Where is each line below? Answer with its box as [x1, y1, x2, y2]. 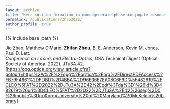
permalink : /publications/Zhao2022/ [5, 17, 82, 22]
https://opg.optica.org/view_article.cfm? [7, 66, 91, 72]
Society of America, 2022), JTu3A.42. [5, 61, 84, 67]
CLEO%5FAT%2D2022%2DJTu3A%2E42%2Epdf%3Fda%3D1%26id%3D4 [5, 82, 163, 88]
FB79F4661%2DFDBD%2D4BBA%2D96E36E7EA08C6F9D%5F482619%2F [5, 77, 163, 83]
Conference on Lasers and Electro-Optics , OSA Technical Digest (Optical [5, 56, 158, 62]
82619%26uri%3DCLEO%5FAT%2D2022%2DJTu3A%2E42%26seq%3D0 [5, 87, 161, 93]
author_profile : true [5, 21, 51, 27]
